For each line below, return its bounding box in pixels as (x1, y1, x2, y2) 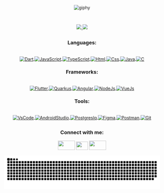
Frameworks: (65, 68, 99, 75)
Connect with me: (60, 129, 104, 136)
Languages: (67, 39, 97, 46)
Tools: (74, 98, 90, 105)
